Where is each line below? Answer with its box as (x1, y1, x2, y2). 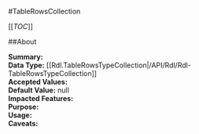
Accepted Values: (8, 78, 68, 86)
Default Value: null (8, 85, 69, 95)
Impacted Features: (8, 94, 73, 103)
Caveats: (8, 119, 39, 128)
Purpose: (8, 102, 39, 111)
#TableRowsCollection (8, 7, 81, 16)
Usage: (8, 110, 33, 120)
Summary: (8, 53, 43, 61)
